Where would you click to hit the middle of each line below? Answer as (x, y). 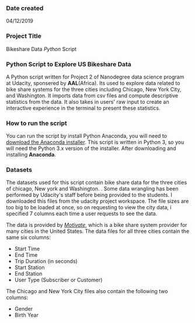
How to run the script (36, 123)
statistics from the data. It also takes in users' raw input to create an (88, 101)
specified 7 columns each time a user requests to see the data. (82, 214)
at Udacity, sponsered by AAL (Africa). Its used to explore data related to (93, 83)
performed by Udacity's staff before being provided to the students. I (89, 195)
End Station (28, 274)
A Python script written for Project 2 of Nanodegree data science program (95, 77)
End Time (26, 255)
